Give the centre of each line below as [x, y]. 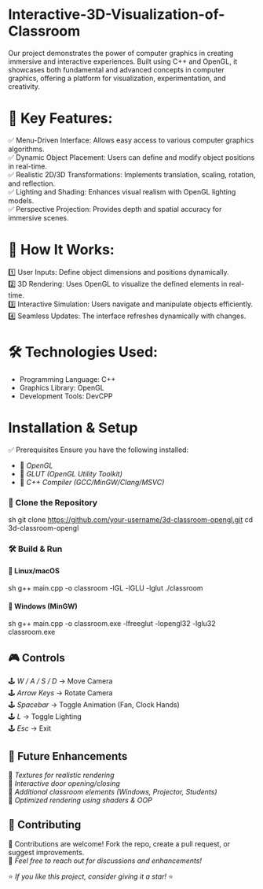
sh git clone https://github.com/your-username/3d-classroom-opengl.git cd [131, 519]
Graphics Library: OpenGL [62, 387]
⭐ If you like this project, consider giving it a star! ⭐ [91, 876]
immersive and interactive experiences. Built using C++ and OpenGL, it [123, 61]
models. [21, 200]
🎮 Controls [37, 658]
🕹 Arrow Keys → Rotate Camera [60, 693]
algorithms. [26, 149]
